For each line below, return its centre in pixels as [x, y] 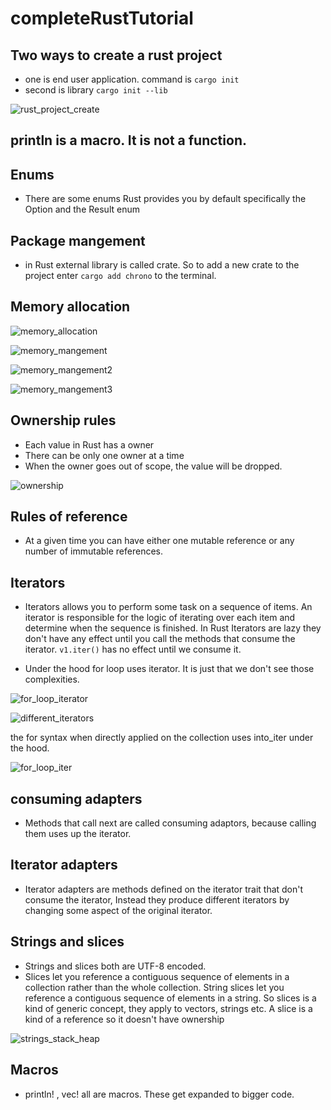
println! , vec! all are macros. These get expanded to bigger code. [159, 1094]
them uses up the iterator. [78, 834]
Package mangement [78, 240]
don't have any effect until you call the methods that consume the [160, 639]
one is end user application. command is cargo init [132, 79]
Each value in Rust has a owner [89, 444]
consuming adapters [76, 798]
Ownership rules [63, 420]
